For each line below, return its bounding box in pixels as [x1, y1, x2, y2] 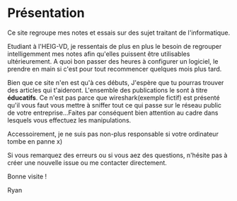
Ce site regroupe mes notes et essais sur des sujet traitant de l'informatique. [7, 28, 231, 37]
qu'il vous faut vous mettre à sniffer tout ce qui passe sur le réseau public [7, 100, 221, 109]
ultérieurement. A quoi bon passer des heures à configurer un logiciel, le [7, 57, 219, 65]
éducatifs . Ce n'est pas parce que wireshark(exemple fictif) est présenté [7, 93, 221, 102]
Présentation [7, 5, 85, 21]
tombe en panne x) [7, 137, 63, 146]
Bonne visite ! [7, 172, 47, 180]
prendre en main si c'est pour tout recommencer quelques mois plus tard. [7, 64, 222, 73]
